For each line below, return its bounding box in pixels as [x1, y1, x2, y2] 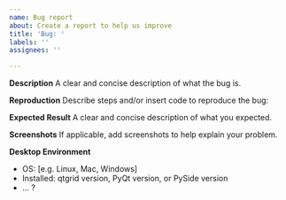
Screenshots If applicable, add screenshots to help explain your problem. [9, 129, 278, 140]
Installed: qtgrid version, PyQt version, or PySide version [21, 173, 228, 184]
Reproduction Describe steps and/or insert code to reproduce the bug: [9, 95, 269, 106]
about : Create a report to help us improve [9, 21, 173, 30]
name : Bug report [9, 12, 73, 22]
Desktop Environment [9, 147, 91, 158]
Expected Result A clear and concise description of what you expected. [9, 112, 273, 123]
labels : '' [9, 37, 50, 47]
